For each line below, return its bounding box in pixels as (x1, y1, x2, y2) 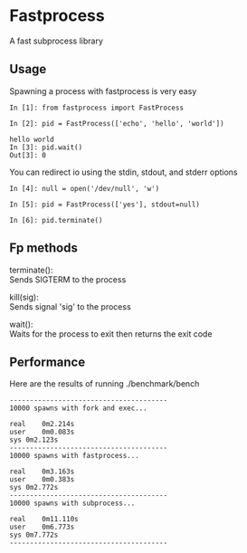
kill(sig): (9, 291, 39, 302)
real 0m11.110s (9, 515, 79, 524)
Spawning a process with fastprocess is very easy (9, 85, 197, 96)
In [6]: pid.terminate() (9, 215, 103, 224)
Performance (9, 354, 86, 369)
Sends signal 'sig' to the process (9, 300, 131, 312)
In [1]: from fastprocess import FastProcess (9, 103, 184, 112)
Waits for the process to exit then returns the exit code (9, 328, 213, 339)
